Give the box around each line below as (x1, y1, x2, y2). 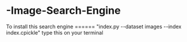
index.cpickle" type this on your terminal (6, 29, 103, 36)
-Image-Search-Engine (6, 4, 121, 17)
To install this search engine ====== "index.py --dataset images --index (6, 23, 182, 30)
